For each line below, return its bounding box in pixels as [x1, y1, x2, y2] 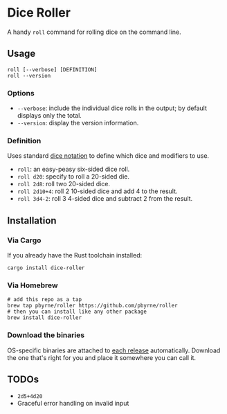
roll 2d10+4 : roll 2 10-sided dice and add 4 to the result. [17, 187, 178, 195]
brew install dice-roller [7, 314, 82, 321]
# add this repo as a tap [7, 296, 82, 303]
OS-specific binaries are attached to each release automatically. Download [7, 346, 221, 354]
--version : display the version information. [17, 119, 139, 127]
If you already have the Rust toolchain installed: [7, 251, 143, 260]
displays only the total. [17, 111, 82, 120]
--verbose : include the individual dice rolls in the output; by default [17, 104, 208, 112]
